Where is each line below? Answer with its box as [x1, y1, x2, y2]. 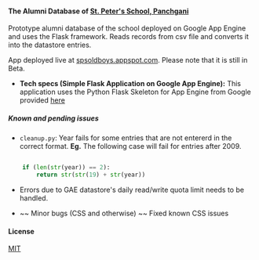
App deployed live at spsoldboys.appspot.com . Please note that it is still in [8, 56, 248, 65]
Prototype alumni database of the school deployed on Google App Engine [8, 23, 246, 33]
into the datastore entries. [8, 40, 92, 50]
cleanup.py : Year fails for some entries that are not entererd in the [19, 133, 232, 143]
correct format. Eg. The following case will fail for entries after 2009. [19, 142, 242, 151]
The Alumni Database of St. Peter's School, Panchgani [8, 6, 189, 16]
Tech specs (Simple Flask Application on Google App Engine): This [19, 79, 242, 88]
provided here [19, 96, 65, 105]
